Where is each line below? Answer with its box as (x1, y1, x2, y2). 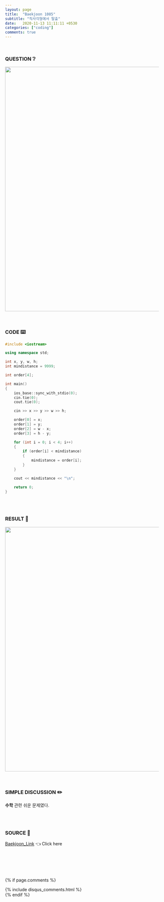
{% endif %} (5, 892, 30, 898)
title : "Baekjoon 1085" (5, 12, 56, 17)
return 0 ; (14, 484, 34, 489)
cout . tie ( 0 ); (14, 399, 41, 405)
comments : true (5, 30, 36, 35)
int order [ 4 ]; (5, 373, 34, 378)
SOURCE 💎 (5, 829, 31, 836)
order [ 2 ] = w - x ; (14, 426, 51, 431)
